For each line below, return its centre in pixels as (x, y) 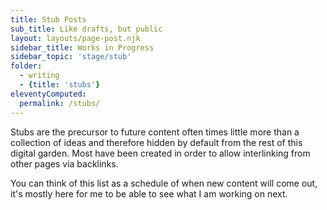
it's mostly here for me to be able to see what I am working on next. (149, 193)
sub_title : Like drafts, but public (86, 29)
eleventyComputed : (48, 94)
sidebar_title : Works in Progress (82, 47)
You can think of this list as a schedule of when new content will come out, (164, 183)
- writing (39, 76)
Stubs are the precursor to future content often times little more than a (155, 132)
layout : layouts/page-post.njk (75, 38)
